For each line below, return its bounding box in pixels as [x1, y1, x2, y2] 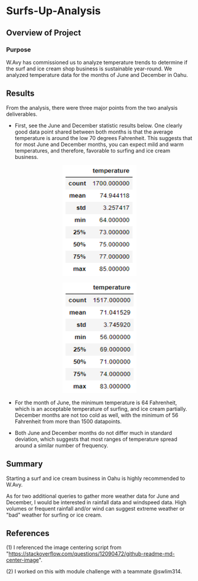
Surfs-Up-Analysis [6, 4, 101, 18]
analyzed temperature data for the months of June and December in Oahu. [6, 71, 188, 78]
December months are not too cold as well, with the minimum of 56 [14, 411, 178, 418]
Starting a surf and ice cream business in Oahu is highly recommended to [6, 475, 185, 482]
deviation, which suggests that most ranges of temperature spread [14, 436, 177, 443]
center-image [6, 557, 40, 564]
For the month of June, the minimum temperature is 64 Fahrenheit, [14, 399, 177, 406]
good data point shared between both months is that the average [14, 128, 173, 135]
